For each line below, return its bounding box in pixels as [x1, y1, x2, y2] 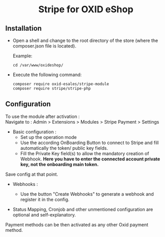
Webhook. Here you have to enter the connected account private [20, 156, 160, 162]
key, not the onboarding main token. [20, 161, 99, 167]
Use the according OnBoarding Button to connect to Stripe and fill [20, 139, 159, 146]
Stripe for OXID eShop [38, 4, 134, 15]
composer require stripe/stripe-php [12, 86, 91, 91]
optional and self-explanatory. [12, 211, 76, 218]
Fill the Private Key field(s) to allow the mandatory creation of [20, 150, 149, 156]
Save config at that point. [5, 171, 58, 177]
